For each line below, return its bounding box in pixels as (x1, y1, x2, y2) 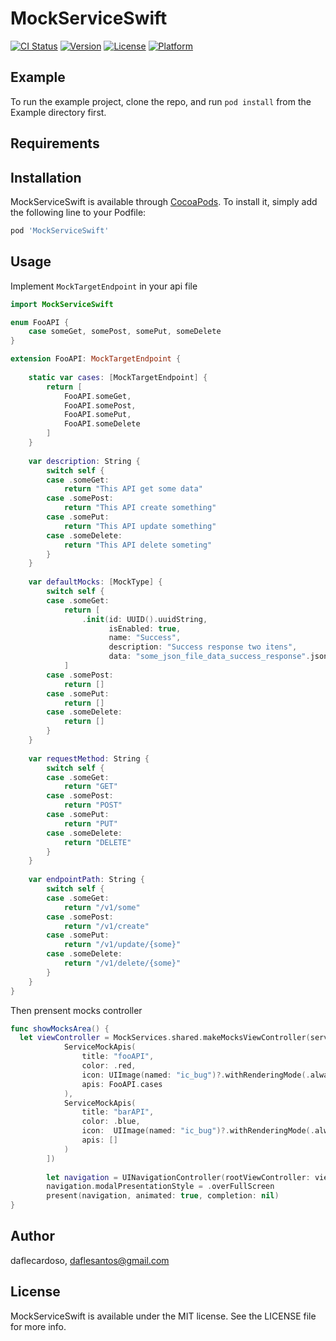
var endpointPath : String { (28, 875, 145, 885)
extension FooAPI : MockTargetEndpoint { (10, 354, 182, 364)
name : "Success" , (108, 633, 182, 643)
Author (10, 1228, 55, 1245)
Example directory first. (10, 106, 107, 118)
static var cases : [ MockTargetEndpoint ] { (28, 372, 208, 382)
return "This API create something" (63, 503, 217, 513)
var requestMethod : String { (28, 753, 150, 764)
